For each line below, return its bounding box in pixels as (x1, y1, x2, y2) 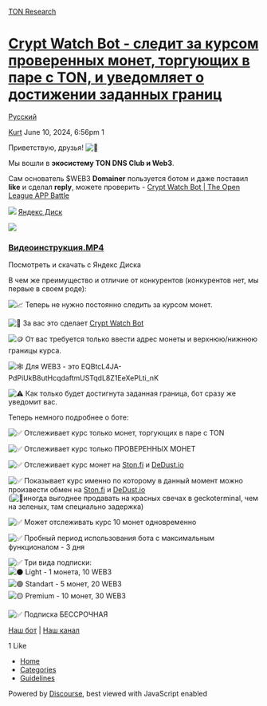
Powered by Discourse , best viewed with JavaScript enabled (8, 689, 208, 699)
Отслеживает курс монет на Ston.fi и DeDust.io (23, 460, 185, 470)
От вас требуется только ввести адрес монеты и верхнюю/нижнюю (25, 334, 257, 344)
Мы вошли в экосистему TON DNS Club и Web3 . (8, 158, 175, 168)
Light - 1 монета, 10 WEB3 (25, 567, 112, 577)
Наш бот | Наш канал (8, 625, 80, 635)
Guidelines (19, 673, 56, 683)
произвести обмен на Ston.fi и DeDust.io (8, 485, 146, 495)
